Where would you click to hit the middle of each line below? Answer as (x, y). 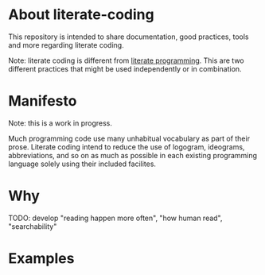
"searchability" (33, 226)
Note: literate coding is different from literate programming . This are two (126, 60)
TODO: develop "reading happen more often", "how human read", (115, 218)
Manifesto (43, 101)
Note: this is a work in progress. (60, 123)
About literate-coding (81, 15)
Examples (41, 258)
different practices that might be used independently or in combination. (125, 68)
